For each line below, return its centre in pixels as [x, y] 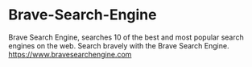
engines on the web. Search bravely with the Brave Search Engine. [119, 45]
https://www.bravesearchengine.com [70, 54]
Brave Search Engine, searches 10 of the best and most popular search [126, 37]
